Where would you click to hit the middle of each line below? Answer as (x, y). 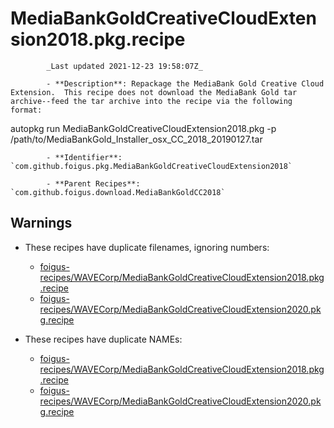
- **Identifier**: (84, 157)
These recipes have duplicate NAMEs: (103, 339)
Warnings (41, 223)
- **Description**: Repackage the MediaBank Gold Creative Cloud (185, 83)
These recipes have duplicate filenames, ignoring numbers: (147, 247)
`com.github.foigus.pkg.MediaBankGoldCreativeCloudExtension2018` (151, 166)
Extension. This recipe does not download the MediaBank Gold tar (154, 92)
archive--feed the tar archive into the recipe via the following (151, 101)
